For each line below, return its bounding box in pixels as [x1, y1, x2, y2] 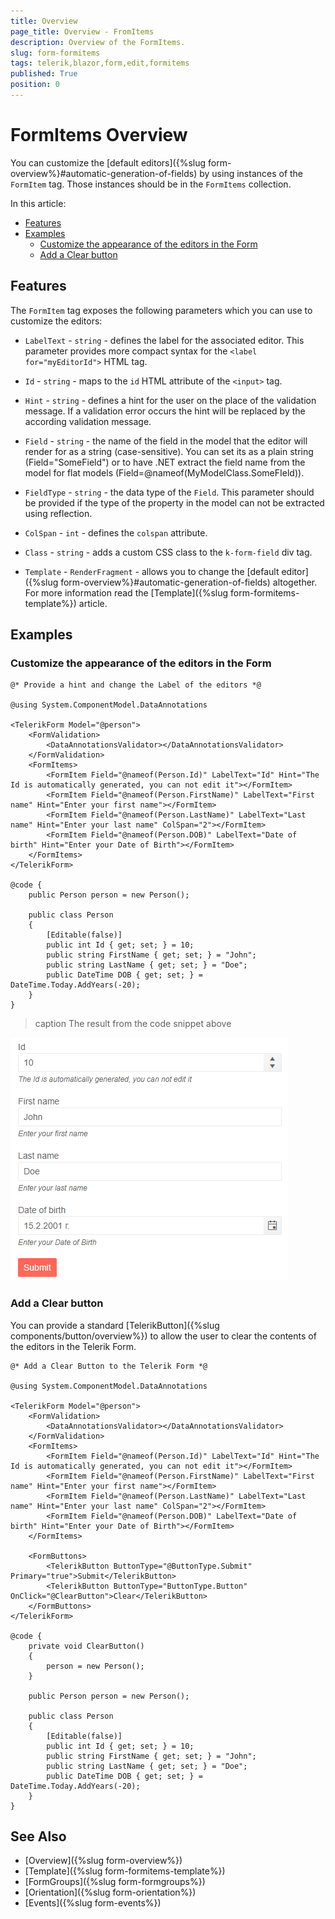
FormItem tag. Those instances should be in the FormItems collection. [10, 178, 292, 190]
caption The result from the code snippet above [34, 1018, 232, 1030]
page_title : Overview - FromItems [10, 26, 155, 37]
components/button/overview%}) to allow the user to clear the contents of [10, 1330, 317, 1342]
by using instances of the [199, 167, 304, 179]
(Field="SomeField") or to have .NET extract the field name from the [24, 456, 306, 468]
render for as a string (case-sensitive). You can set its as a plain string [24, 445, 314, 457]
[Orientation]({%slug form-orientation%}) [24, 1886, 197, 1899]
